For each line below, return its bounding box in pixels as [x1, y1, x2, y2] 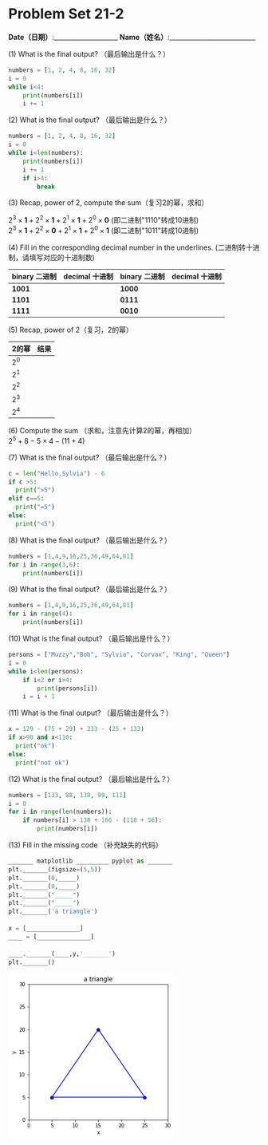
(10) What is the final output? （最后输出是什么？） [8, 634, 175, 643]
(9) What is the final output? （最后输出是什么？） [8, 584, 171, 594]
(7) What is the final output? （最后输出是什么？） [8, 452, 171, 462]
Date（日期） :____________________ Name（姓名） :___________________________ [8, 32, 256, 41]
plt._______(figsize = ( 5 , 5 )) [8, 865, 102, 874]
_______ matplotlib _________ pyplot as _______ [8, 857, 173, 866]
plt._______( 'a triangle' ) [8, 907, 98, 916]
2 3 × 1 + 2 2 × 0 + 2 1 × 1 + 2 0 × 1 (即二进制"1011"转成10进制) [8, 224, 199, 235]
